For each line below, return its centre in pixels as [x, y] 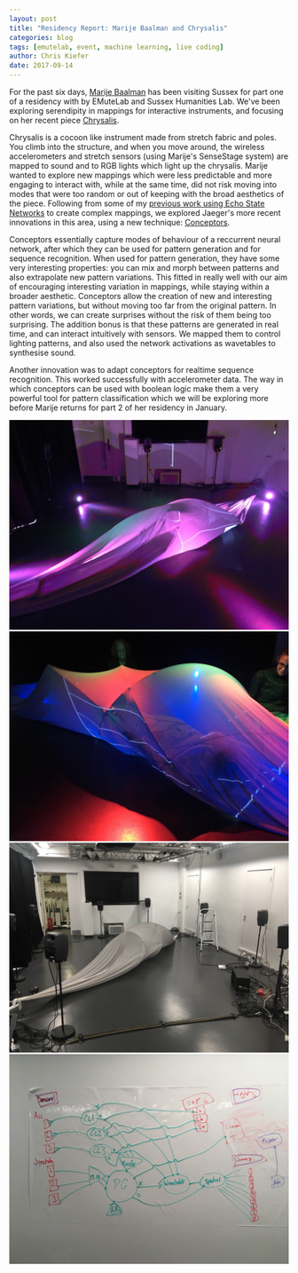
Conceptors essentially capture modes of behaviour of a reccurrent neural [145, 239]
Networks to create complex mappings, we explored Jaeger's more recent [145, 213]
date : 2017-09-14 [41, 66]
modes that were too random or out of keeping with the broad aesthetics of [147, 194]
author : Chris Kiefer [49, 56]
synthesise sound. [43, 352]
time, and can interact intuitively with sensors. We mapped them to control [145, 334]
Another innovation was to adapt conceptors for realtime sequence [132, 370]
